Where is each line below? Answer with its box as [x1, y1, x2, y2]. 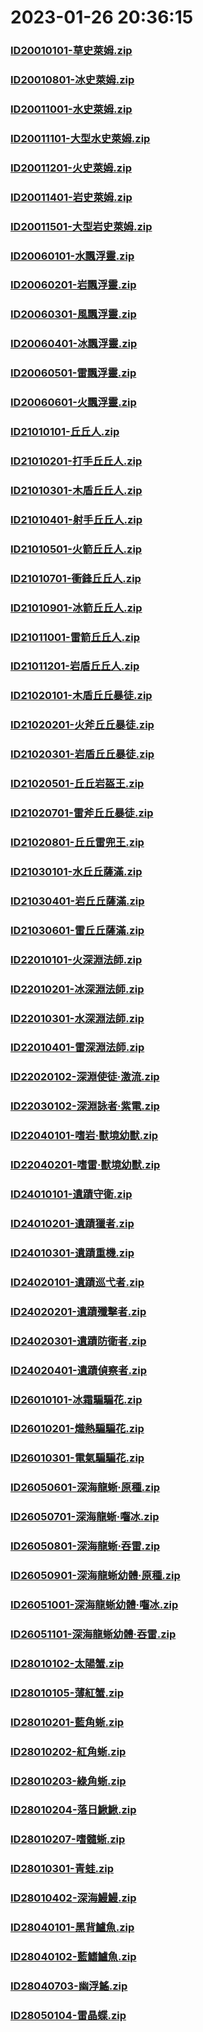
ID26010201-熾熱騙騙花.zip [10, 1422, 145, 1436]
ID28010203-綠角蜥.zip [10, 1774, 127, 1788]
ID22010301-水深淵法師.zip [10, 1011, 145, 1025]
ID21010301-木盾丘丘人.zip [10, 483, 143, 497]
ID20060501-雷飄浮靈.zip [10, 366, 137, 380]
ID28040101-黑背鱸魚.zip [10, 1921, 135, 1935]
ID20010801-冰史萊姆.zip [10, 73, 135, 87]
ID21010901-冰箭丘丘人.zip [10, 601, 143, 615]
